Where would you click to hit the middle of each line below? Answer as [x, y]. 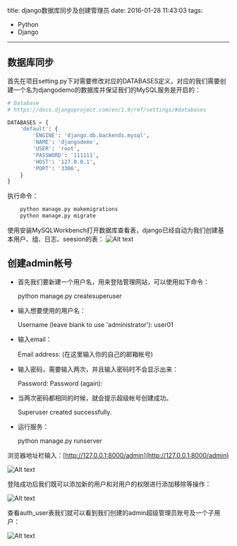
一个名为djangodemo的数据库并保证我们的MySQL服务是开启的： [107, 90]
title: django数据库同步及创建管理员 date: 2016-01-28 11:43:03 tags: [105, 10]
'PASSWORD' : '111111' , [66, 155]
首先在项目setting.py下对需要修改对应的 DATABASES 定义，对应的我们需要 [114, 81]
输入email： [35, 339]
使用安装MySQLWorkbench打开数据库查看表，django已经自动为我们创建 [113, 230]
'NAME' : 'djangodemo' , [66, 142]
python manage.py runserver [60, 441]
